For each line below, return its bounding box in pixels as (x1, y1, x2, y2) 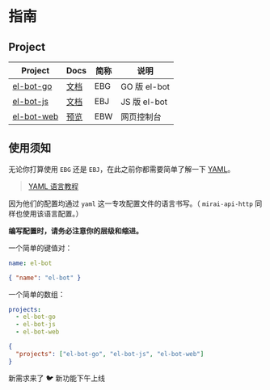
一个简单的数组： (8, 289, 65, 299)
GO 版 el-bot (120, 82, 171, 92)
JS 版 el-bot (120, 96, 168, 107)
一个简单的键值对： (8, 243, 73, 253)
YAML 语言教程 (27, 181, 79, 191)
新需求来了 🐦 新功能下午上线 (8, 373, 105, 383)
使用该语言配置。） (22, 208, 83, 218)
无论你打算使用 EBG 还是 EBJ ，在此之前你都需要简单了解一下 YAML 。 (8, 164, 235, 174)
